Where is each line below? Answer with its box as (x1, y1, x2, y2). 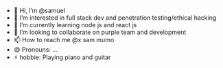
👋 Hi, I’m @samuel (13, 7, 65, 14)
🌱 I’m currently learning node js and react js (13, 21, 137, 29)
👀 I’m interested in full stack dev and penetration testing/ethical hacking (13, 14, 217, 22)
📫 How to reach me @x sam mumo (13, 36, 115, 44)
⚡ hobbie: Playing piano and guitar (13, 53, 111, 61)
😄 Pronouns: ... (13, 46, 58, 54)
